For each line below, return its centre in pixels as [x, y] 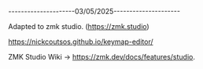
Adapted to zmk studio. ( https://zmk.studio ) [79, 26]
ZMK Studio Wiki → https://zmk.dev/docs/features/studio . [101, 57]
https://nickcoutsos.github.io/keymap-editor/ [81, 42]
